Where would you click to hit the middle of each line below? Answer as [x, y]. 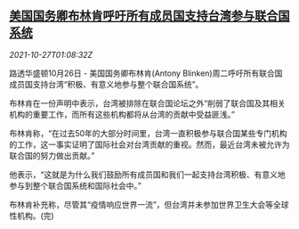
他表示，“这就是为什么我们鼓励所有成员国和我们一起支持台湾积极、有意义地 [148, 174]
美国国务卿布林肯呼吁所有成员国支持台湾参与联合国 [149, 16]
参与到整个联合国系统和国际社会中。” [76, 185]
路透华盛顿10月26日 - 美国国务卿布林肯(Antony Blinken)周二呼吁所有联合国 [146, 73]
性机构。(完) [32, 216]
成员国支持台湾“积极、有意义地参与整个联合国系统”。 [106, 84]
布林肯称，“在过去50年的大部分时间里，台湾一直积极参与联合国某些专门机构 [148, 133]
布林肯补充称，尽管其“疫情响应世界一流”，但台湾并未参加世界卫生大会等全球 [149, 204]
